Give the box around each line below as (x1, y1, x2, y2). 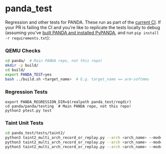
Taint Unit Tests (5, 119, 43, 126)
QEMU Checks (5, 47, 41, 54)
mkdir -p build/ (5, 63, 39, 68)
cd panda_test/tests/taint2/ (5, 131, 65, 136)
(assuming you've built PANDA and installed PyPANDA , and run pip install (5, 30, 159, 35)
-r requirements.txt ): (5, 35, 50, 41)
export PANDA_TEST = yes (5, 72, 52, 77)
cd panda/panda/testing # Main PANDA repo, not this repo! (5, 104, 132, 109)
